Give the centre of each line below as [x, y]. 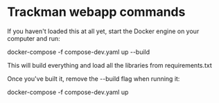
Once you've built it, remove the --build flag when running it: [94, 78]
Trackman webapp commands [96, 12]
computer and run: [34, 38]
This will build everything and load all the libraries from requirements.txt [110, 65]
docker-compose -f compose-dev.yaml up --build [79, 52]
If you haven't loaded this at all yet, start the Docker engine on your [103, 31]
